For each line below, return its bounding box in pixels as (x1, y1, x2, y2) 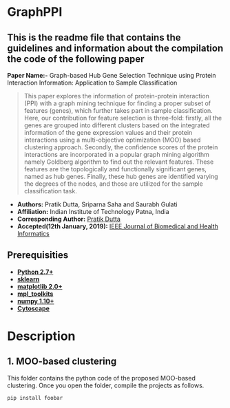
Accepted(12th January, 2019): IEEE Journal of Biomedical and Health (17, 222, 218, 230)
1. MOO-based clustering (7, 356, 117, 367)
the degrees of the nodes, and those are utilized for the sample (23, 180, 203, 188)
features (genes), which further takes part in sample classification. (23, 107, 213, 114)
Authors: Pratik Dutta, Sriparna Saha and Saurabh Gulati (17, 200, 178, 208)
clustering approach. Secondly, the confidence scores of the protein (23, 143, 218, 151)
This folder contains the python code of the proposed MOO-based (7, 374, 196, 382)
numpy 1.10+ (17, 297, 54, 305)
